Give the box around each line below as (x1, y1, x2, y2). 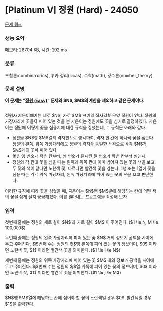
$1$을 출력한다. (5, 301, 35, 307)
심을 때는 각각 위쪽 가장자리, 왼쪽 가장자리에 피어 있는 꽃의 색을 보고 (12, 171, 141, 177)
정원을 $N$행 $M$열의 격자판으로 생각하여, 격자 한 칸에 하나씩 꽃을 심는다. (12, 135, 155, 140)
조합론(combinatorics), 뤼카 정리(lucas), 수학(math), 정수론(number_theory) (5, 72, 153, 78)
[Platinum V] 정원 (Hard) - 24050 (5, 4, 139, 16)
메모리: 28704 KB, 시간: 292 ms (5, 47, 67, 53)
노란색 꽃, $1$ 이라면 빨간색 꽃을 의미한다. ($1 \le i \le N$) (10, 247, 121, 253)
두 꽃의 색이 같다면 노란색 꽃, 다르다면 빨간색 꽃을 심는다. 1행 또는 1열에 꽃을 (12, 165, 156, 171)
